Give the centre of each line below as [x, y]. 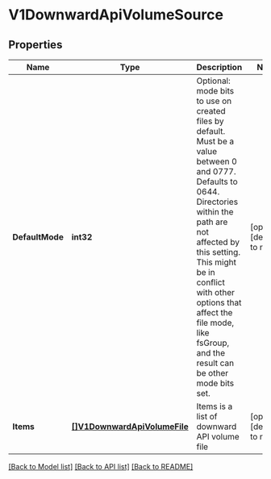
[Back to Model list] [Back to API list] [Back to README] [101, 467]
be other [212, 373]
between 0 [217, 161]
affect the [215, 312]
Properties [35, 45]
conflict [211, 282]
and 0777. [216, 171]
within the [215, 212]
